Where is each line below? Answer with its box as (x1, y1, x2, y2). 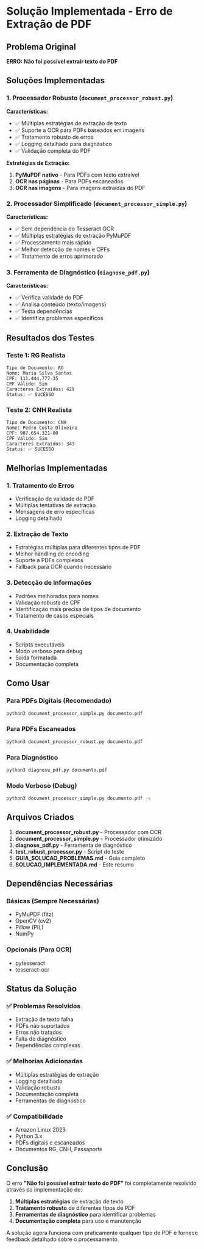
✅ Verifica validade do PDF (15, 294, 83, 301)
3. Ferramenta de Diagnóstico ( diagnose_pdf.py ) (6, 268, 150, 276)
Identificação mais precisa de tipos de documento (15, 605, 141, 612)
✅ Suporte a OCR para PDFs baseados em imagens (15, 126, 145, 134)
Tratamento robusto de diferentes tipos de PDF (15, 1204, 136, 1211)
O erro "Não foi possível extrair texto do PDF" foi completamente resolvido (6, 1179, 197, 1187)
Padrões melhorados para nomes (15, 592, 99, 599)
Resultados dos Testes (6, 332, 94, 343)
